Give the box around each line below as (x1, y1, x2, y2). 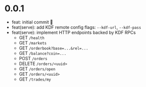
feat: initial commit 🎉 (11, 19, 53, 25)
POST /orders (19, 55, 48, 61)
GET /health (19, 35, 45, 41)
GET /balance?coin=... (19, 50, 67, 56)
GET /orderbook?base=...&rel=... (19, 45, 89, 51)
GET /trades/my (19, 76, 51, 82)
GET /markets (19, 40, 47, 45)
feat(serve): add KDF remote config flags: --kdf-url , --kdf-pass (11, 24, 142, 30)
